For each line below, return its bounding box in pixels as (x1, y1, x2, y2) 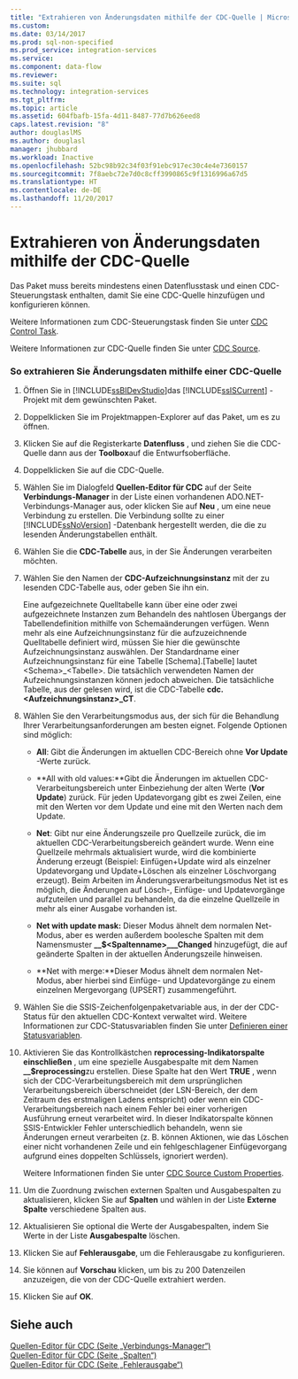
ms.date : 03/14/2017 (10, 29, 87, 38)
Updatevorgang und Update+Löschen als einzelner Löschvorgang (35, 865, 277, 877)
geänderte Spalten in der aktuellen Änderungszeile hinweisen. (35, 949, 264, 959)
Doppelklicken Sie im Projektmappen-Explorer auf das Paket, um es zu (22, 412, 281, 422)
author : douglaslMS (10, 128, 82, 137)
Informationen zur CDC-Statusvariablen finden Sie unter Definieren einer (22, 1020, 288, 1032)
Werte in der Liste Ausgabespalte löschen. (22, 1230, 180, 1241)
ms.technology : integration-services (10, 87, 149, 96)
